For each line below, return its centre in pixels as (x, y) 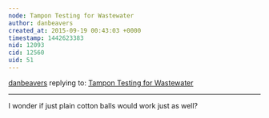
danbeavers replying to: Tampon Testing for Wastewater (101, 83)
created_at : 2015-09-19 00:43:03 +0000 (75, 30)
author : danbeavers (41, 23)
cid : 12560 (26, 53)
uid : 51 (21, 61)
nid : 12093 (26, 45)
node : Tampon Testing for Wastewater (71, 16)
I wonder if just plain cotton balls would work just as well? (103, 105)
